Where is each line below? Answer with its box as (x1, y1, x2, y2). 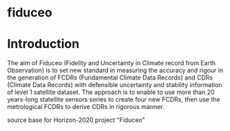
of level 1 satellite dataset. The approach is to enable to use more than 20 (7, 88, 215, 97)
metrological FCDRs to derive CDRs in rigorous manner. (7, 103, 165, 111)
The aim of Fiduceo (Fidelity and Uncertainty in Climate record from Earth (7, 59, 216, 67)
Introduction (7, 36, 80, 52)
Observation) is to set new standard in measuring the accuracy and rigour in (7, 67, 224, 75)
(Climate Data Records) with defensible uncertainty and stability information (7, 81, 222, 89)
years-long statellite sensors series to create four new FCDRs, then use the (7, 95, 220, 104)
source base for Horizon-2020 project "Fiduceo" (7, 116, 146, 124)
